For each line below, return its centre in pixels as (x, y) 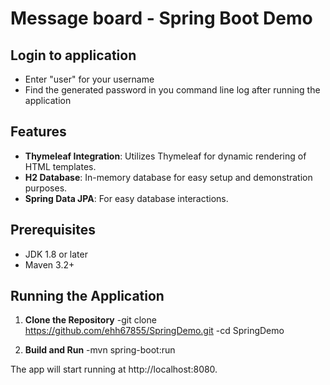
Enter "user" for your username (89, 79)
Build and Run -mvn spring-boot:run (100, 350)
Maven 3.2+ (49, 264)
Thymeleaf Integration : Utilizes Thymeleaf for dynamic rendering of (165, 156)
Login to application (73, 55)
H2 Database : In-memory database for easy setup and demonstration (168, 177)
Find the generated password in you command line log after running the (172, 90)
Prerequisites (53, 230)
